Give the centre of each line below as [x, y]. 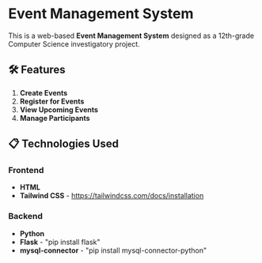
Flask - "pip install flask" [60, 242]
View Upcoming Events [59, 109]
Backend [26, 216]
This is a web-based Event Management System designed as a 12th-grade [131, 36]
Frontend [26, 171]
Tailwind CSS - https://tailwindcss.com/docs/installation [112, 196]
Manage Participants [55, 118]
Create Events [44, 92]
